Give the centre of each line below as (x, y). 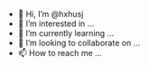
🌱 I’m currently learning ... (66, 33)
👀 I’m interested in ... (56, 24)
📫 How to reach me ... (60, 53)
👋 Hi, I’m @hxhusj (51, 14)
